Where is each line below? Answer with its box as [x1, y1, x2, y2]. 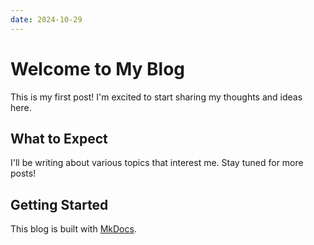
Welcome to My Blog [10, 57, 186, 80]
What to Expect [10, 130, 108, 147]
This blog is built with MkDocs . [10, 223, 137, 235]
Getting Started [10, 196, 109, 213]
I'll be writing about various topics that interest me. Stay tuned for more [10, 157, 304, 169]
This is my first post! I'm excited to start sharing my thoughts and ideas [10, 91, 303, 103]
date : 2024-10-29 [10, 14, 83, 25]
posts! [10, 167, 37, 180]
